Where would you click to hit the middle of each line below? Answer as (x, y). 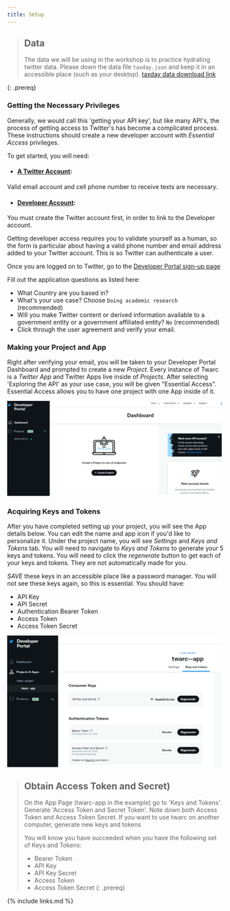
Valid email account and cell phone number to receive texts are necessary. (113, 186)
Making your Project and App (57, 347)
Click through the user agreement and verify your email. (96, 329)
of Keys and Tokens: (53, 845)
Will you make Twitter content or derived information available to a (111, 315)
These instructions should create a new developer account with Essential (111, 135)
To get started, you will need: (48, 155)
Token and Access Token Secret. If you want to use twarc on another (122, 817)
